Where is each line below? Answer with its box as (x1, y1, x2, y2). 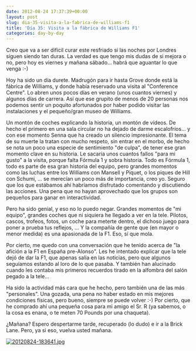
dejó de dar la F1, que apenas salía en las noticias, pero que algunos (6, 254, 171, 261)
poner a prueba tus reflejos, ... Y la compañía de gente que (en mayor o (6, 224, 179, 231)
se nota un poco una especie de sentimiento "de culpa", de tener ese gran (6, 144, 186, 151)
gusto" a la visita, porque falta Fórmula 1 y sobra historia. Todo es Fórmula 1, (6, 157, 191, 164)
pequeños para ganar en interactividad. (6, 194, 102, 201)
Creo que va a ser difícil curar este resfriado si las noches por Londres (6, 46, 177, 53)
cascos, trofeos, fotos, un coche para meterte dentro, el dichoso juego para (6, 218, 190, 225)
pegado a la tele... (6, 273, 50, 280)
